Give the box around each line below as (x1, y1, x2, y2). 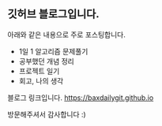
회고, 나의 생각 (18, 76, 64, 85)
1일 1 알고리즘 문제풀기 (18, 46, 89, 56)
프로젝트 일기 (18, 66, 60, 76)
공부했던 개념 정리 (18, 56, 74, 65)
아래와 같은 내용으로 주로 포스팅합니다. (7, 30, 126, 39)
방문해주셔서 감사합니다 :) (7, 109, 86, 119)
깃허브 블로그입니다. (7, 7, 100, 21)
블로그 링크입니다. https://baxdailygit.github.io (7, 93, 154, 102)
